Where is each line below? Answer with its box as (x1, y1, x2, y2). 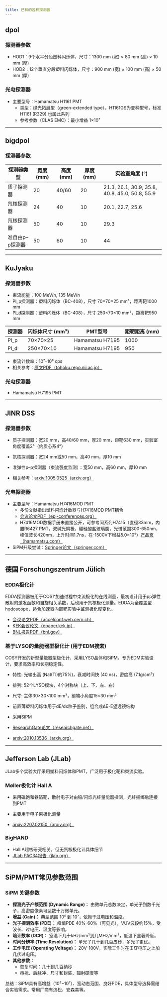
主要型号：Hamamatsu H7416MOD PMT (12, 501, 94, 507)
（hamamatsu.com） (19, 538, 63, 544)
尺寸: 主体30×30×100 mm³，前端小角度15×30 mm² (12, 693, 117, 699)
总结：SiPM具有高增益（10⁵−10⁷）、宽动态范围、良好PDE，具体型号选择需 (5, 981, 156, 987)
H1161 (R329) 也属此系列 (19, 111, 70, 117)
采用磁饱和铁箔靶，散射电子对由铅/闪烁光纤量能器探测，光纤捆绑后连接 (12, 794, 158, 800)
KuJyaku (5, 264, 33, 272)
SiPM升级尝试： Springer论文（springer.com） (12, 545, 107, 551)
